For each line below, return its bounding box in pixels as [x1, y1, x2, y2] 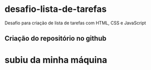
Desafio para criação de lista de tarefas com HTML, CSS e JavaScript [4, 20, 146, 26]
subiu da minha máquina [4, 54, 108, 66]
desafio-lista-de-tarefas [4, 3, 107, 15]
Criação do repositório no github [4, 34, 107, 43]
